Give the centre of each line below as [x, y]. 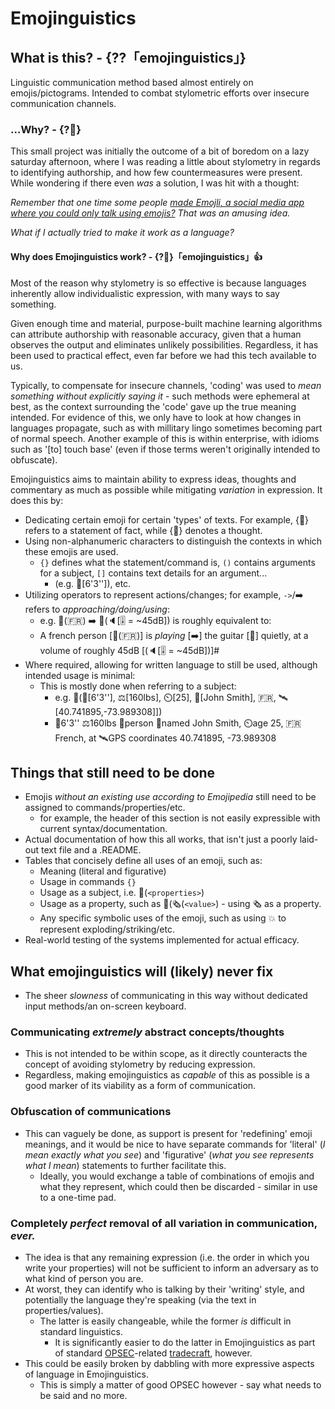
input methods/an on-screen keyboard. [105, 1006]
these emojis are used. [71, 551]
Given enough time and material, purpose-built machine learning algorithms [166, 323]
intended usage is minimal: [80, 675]
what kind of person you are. [84, 1279]
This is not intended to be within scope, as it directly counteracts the [166, 1054]
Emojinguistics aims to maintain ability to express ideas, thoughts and [153, 479]
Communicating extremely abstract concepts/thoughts [147, 1032]
